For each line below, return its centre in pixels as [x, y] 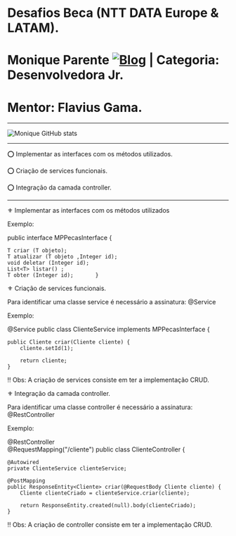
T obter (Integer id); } [53, 275]
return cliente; [44, 361]
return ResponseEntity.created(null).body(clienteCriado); [108, 506]
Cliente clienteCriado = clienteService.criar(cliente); [105, 493]
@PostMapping [26, 481]
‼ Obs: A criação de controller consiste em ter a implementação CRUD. [110, 525]
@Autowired [23, 463]
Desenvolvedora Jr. [66, 75]
